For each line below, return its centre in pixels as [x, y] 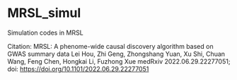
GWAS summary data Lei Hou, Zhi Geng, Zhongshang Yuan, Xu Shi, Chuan [116, 54]
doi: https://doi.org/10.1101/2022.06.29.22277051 [78, 69]
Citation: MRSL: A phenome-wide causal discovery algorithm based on [110, 46]
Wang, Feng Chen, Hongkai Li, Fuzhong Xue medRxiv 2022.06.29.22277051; [119, 61]
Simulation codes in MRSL [45, 33]
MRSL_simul [44, 13]
